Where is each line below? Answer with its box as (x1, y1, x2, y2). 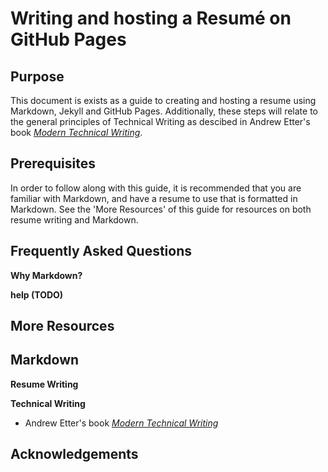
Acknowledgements (10, 446, 139, 463)
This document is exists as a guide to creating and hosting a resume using (10, 95, 317, 106)
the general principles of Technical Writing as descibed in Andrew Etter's (10, 116, 311, 127)
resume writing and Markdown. (10, 213, 139, 226)
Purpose (10, 68, 65, 85)
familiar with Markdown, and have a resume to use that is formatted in (10, 192, 298, 204)
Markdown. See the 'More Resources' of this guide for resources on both (10, 203, 312, 215)
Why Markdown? (10, 269, 83, 281)
